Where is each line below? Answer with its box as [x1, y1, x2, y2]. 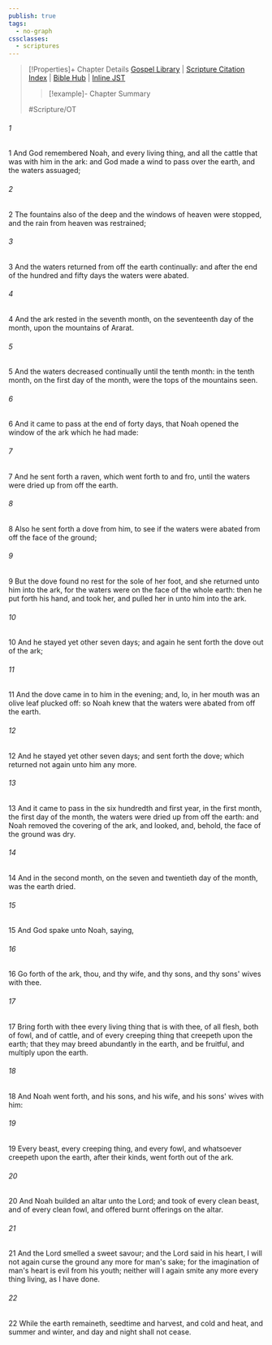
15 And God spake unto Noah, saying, [8, 926, 134, 935]
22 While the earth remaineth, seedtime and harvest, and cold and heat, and [8, 1318, 264, 1328]
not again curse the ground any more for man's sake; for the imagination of [8, 1257, 260, 1267]
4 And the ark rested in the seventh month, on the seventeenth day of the [8, 314, 254, 323]
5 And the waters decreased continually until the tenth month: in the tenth [8, 367, 255, 376]
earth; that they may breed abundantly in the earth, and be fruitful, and [8, 1039, 245, 1048]
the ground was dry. [8, 829, 76, 839]
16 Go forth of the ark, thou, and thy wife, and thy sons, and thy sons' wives [8, 969, 261, 979]
